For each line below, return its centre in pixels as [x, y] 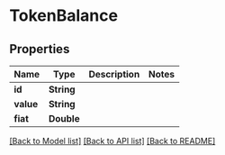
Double [64, 119]
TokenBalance [64, 16]
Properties [40, 49]
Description [114, 74]
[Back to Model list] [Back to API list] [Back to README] [112, 141]
